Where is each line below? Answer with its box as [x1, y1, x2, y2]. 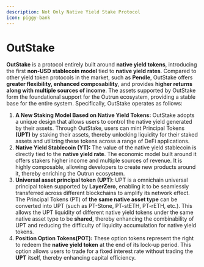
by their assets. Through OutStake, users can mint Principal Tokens [15, 124, 185, 132]
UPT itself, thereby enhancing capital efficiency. [15, 254, 136, 262]
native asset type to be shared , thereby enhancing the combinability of [15, 215, 194, 222]
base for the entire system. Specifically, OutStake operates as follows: [6, 100, 183, 107]
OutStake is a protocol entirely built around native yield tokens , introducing [6, 61, 197, 68]
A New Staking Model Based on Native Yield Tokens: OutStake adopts [15, 112, 195, 119]
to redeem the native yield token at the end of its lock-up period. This [15, 241, 191, 249]
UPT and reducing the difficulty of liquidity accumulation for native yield [15, 222, 197, 229]
